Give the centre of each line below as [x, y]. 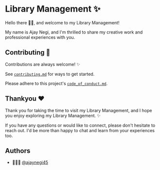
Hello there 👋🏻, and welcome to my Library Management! [62, 22]
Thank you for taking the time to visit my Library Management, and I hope [79, 110]
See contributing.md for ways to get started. [50, 74]
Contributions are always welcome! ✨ [43, 64]
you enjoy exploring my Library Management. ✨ [53, 116]
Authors [18, 151]
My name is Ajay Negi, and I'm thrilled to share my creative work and [74, 32]
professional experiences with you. [40, 37]
